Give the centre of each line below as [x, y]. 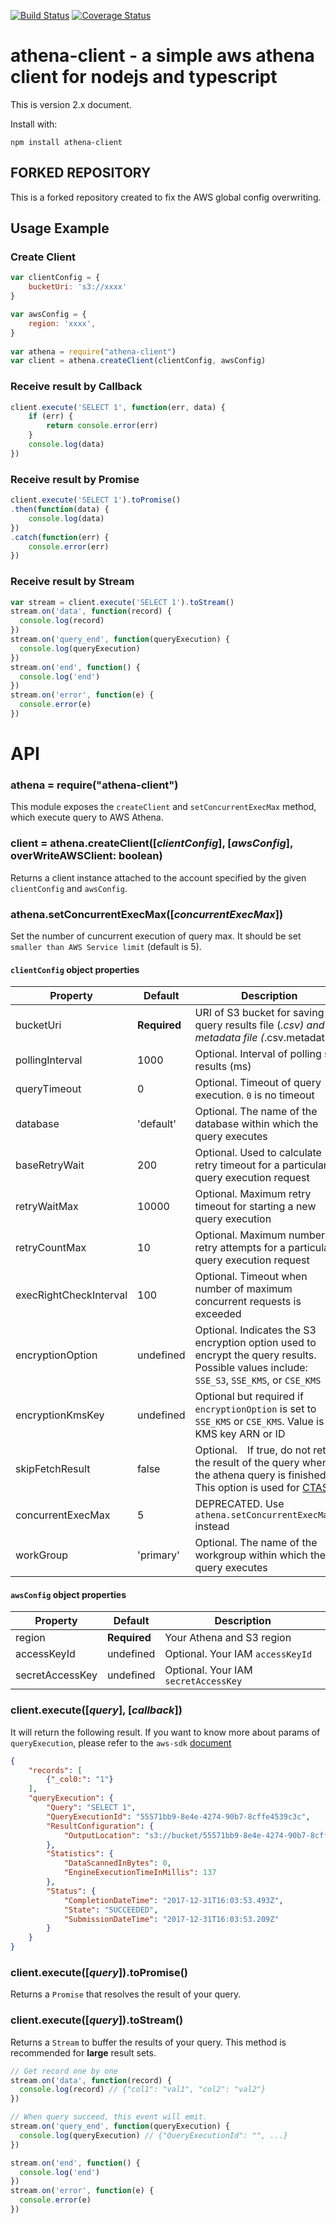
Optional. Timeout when [251, 1277]
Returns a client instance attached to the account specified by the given [158, 877]
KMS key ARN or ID [240, 1434]
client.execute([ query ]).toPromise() [99, 1973]
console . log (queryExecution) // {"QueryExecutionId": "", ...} [153, 2135]
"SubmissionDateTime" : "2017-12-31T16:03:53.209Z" [171, 1919]
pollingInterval [49, 1060]
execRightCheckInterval [71, 1295]
